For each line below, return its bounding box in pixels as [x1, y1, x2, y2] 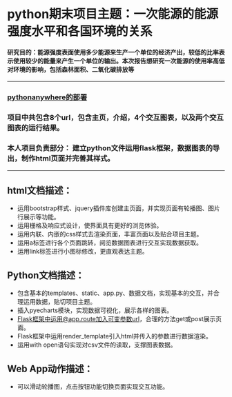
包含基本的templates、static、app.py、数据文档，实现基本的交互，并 [17, 289, 214, 297]
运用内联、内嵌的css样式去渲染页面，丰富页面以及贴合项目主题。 [17, 230, 203, 238]
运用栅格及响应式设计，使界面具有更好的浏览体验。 [17, 221, 163, 230]
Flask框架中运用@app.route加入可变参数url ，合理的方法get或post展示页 [17, 315, 222, 323]
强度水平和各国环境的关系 [7, 23, 153, 39]
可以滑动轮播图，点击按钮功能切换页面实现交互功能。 [17, 382, 169, 390]
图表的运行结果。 [7, 123, 64, 133]
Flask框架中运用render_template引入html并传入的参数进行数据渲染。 [17, 332, 213, 340]
